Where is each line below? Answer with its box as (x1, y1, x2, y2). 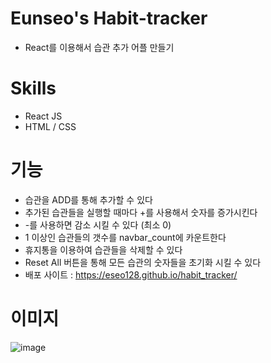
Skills (10, 77, 57, 100)
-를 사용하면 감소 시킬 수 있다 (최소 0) (24, 218, 172, 231)
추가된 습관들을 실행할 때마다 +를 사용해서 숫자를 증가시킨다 (24, 206, 258, 218)
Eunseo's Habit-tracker (10, 7, 208, 30)
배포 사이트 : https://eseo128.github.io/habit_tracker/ (24, 268, 238, 281)
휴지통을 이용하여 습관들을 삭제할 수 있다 (24, 243, 183, 256)
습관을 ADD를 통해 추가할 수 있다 (24, 193, 153, 206)
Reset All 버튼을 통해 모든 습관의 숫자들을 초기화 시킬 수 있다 (24, 256, 262, 268)
